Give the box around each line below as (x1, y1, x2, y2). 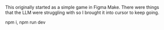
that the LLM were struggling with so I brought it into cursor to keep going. (5, 9, 159, 15)
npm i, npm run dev (5, 19, 46, 25)
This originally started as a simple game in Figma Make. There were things (5, 4, 159, 10)
